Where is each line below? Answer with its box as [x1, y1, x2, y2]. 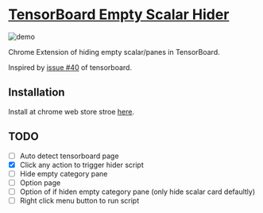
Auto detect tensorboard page [19, 151, 119, 161]
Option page [19, 177, 61, 188]
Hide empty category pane [19, 168, 108, 178]
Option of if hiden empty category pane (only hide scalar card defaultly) [19, 187, 256, 196]
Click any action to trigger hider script [19, 160, 145, 169]
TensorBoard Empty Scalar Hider [8, 6, 230, 24]
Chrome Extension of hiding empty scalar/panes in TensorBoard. [8, 47, 220, 56]
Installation [8, 86, 65, 99]
